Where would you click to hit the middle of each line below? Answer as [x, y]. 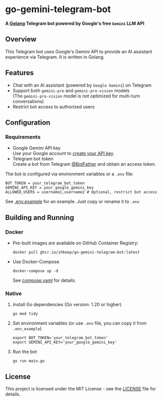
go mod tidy [25, 314]
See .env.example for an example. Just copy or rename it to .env [72, 202]
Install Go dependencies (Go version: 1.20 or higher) [67, 305]
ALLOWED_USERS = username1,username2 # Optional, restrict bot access [81, 192]
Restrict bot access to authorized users [53, 106]
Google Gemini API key [36, 148]
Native [13, 294]
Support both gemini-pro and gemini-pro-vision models [71, 90]
